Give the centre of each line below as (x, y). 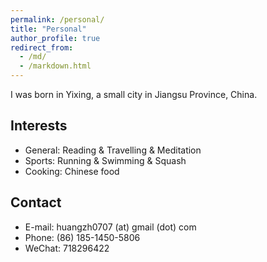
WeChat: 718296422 (67, 248)
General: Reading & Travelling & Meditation (113, 150)
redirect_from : (42, 47)
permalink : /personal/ (57, 19)
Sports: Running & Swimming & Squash (105, 160)
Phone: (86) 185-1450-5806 (82, 237)
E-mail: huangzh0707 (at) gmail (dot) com (110, 227)
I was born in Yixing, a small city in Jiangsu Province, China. (134, 94)
